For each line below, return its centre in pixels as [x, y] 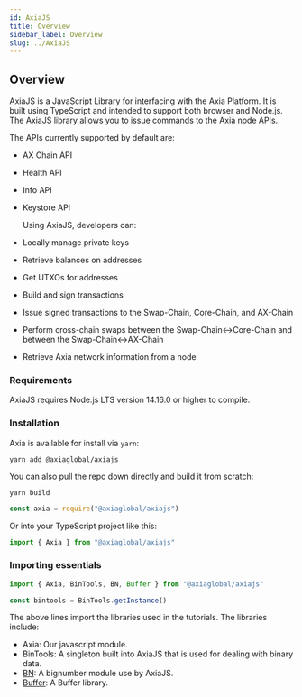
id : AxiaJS [30, 18]
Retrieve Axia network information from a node [109, 357]
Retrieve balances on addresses [82, 260]
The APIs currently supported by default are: [92, 138]
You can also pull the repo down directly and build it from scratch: [132, 476]
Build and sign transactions [73, 295]
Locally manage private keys [75, 243]
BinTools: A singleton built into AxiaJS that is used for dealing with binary [158, 654]
